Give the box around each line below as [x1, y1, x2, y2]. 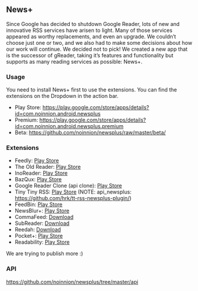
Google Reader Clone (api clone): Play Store [14, 182, 122, 189]
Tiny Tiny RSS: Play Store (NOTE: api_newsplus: [14, 188, 132, 195]
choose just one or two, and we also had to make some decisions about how [6, 39, 193, 46]
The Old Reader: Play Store [14, 164, 81, 171]
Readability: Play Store [14, 238, 70, 246]
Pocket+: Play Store [14, 233, 63, 240]
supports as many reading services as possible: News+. [6, 58, 143, 65]
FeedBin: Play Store [14, 201, 63, 208]
